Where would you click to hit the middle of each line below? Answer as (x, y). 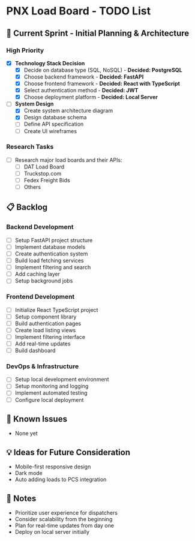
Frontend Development (40, 297)
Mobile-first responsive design (53, 467)
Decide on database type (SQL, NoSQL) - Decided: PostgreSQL (103, 70)
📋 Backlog (27, 207)
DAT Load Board (44, 167)
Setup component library (46, 317)
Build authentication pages (48, 323)
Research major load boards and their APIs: (68, 160)
